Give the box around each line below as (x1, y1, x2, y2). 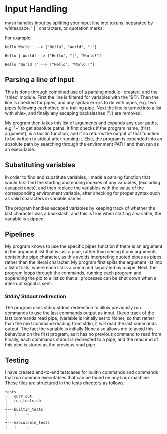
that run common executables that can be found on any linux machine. (5, 375, 150, 381)
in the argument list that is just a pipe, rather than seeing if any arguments (5, 249, 157, 255)
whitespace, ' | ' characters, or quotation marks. (5, 25, 104, 31)
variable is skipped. (5, 216, 45, 222)
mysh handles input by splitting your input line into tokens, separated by (5, 20, 153, 26)
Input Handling (5, 3, 68, 15)
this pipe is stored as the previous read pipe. (5, 341, 97, 348)
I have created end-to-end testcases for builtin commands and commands (5, 369, 158, 375)
